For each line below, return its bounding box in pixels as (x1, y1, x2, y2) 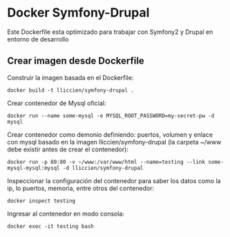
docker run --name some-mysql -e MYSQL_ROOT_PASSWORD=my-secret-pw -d (7, 112, 215, 119)
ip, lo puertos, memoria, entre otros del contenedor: (7, 184, 154, 192)
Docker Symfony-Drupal (7, 5, 150, 21)
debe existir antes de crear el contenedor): (7, 145, 129, 153)
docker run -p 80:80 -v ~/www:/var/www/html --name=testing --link (7, 158, 206, 165)
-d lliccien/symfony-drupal (62, 164, 144, 171)
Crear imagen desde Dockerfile (7, 55, 145, 67)
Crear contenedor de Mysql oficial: (7, 99, 106, 107)
